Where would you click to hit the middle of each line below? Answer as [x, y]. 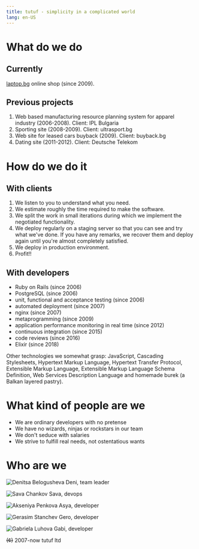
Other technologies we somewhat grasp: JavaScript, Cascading [85, 356]
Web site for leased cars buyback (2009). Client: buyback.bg [90, 136]
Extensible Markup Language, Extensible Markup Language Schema [91, 369]
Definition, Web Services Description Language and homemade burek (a [96, 375]
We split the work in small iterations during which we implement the [98, 216]
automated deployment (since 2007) [60, 306]
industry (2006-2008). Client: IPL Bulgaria [67, 123]
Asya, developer [79, 505]
